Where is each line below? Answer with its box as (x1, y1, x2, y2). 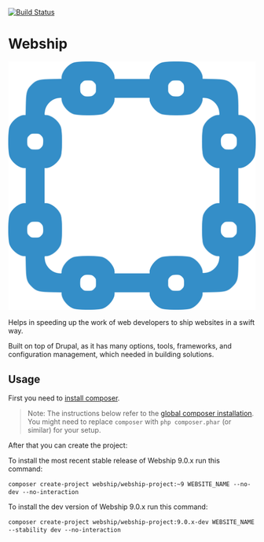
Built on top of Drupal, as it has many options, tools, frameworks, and (8, 341, 232, 351)
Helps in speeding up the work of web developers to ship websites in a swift (8, 318, 255, 327)
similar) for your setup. (27, 426, 101, 435)
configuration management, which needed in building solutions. (8, 350, 214, 359)
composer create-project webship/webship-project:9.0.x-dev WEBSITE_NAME (8, 518, 255, 526)
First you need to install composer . (8, 393, 120, 403)
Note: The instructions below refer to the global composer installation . (27, 409, 255, 418)
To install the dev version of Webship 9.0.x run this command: (8, 502, 208, 511)
